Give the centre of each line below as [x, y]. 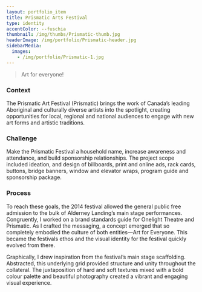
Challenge [22, 138]
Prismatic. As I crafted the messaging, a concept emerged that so [88, 226]
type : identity [25, 23]
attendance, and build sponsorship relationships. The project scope [90, 158]
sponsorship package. [34, 177]
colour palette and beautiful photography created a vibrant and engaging [97, 276]
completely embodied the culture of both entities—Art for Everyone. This [97, 232]
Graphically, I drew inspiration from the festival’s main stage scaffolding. [96, 257]
